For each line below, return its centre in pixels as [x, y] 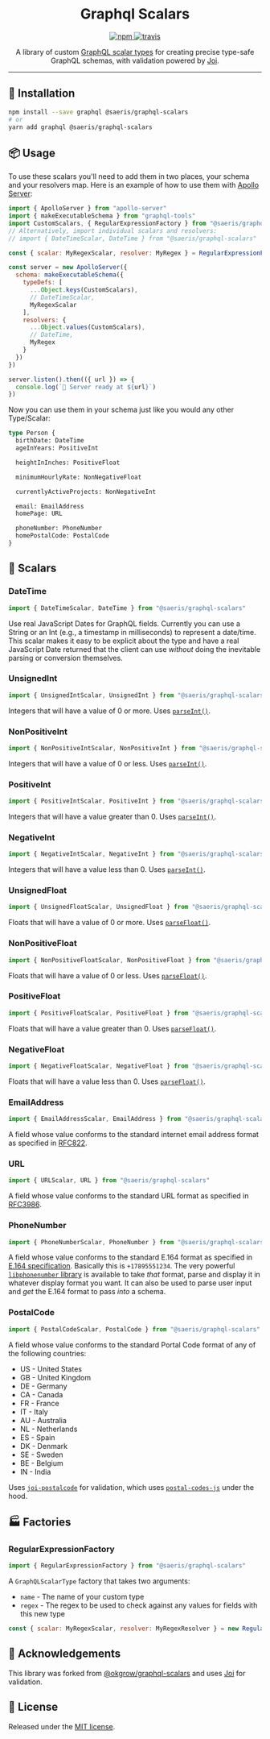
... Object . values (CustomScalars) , [88, 327]
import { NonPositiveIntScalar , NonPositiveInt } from [102, 748]
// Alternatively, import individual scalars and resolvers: [113, 230]
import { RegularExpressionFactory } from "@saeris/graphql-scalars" [127, 1566]
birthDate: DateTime [50, 441]
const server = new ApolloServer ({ [68, 268]
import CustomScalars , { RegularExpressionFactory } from [107, 223]
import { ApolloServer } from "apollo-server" [88, 209]
